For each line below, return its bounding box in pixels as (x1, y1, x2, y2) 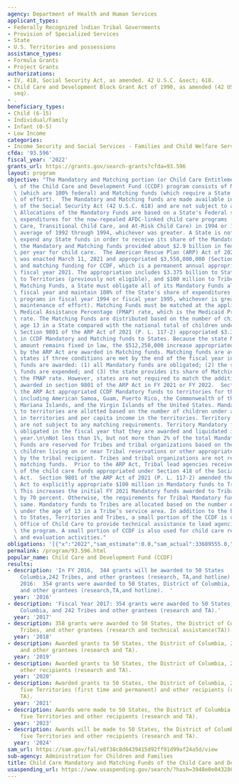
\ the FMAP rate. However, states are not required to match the (14, 375, 212, 382)
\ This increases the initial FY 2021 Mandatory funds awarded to (14, 488, 215, 495)
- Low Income (7, 130, 46, 137)
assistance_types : (7, 51, 62, 58)
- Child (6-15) (7, 110, 53, 117)
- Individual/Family (7, 116, 69, 123)
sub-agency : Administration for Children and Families (7, 753, 174, 760)
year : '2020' (14, 673, 53, 681)
